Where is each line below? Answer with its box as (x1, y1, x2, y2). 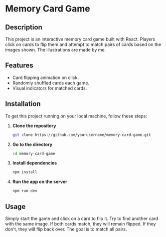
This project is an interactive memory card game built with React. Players (5, 36, 156, 42)
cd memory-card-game (12, 151, 55, 156)
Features (5, 61, 33, 70)
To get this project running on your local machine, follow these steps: (5, 113, 147, 119)
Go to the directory (12, 141, 53, 147)
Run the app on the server (12, 178, 67, 185)
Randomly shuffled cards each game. (12, 79, 90, 85)
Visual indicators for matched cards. (12, 85, 87, 91)
